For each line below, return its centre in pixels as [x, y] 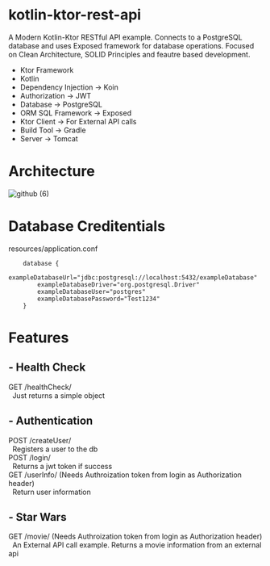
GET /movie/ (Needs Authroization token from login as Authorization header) [135, 537]
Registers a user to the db [55, 449]
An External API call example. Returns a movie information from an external [137, 545]
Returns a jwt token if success [62, 466]
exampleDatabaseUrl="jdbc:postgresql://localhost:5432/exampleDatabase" [133, 277]
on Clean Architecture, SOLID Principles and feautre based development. [129, 54]
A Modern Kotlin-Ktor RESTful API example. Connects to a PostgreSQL [126, 37]
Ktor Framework [47, 69]
